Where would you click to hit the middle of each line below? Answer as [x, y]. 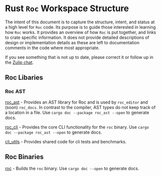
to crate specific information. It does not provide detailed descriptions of [77, 37]
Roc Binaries [24, 157]
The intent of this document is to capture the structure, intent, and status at [80, 22]
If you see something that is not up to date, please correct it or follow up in [79, 57]
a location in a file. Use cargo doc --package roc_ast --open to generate [77, 112]
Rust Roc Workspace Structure [67, 9]
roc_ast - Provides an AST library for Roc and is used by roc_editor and [77, 102]
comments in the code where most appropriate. [52, 48]
